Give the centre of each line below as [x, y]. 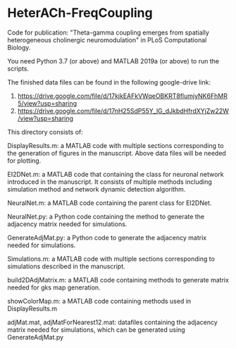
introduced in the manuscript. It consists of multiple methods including [110, 182]
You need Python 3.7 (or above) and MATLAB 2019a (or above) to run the [113, 61]
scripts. [18, 68]
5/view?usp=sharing [47, 103]
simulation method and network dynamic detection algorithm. [97, 189]
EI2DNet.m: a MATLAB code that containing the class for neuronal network [116, 174]
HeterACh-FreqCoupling [80, 13]
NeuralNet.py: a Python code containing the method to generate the [106, 216]
